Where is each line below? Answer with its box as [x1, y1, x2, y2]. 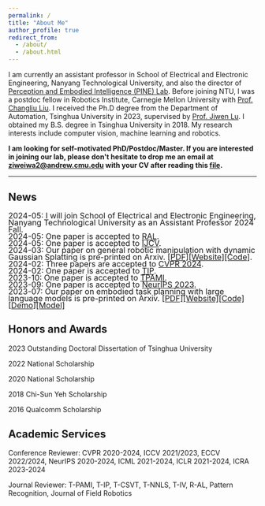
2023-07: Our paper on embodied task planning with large [8, 285, 225, 296]
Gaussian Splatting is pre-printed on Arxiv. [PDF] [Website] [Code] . [8, 251, 252, 262]
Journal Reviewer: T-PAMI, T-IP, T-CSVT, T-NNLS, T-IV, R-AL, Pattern [8, 480, 234, 489]
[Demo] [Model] [8, 300, 65, 311]
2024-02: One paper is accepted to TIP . [8, 265, 157, 276]
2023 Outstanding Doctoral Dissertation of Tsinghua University [8, 344, 213, 353]
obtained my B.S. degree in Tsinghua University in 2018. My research [8, 120, 233, 129]
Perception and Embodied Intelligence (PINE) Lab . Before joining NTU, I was [8, 87, 255, 95]
